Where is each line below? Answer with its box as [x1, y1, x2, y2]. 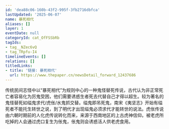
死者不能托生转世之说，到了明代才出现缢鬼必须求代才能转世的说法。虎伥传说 [5, 106, 164, 112]
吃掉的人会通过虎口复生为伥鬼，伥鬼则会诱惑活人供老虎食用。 [5, 118, 133, 124]
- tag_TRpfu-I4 [5, 49, 37, 54]
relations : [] [5, 59, 35, 64]
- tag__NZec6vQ [5, 45, 37, 50]
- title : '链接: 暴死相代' [5, 68, 57, 73]
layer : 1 [5, 26, 24, 31]
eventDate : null [5, 31, 39, 36]
